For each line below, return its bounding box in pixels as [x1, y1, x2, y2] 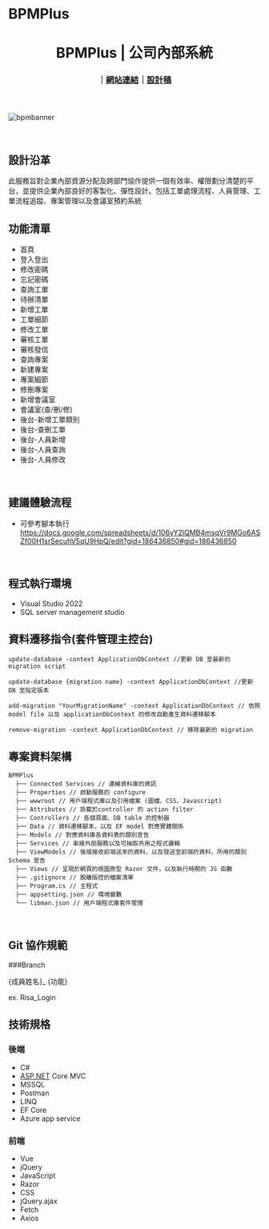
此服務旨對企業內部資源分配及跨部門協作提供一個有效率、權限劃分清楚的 [8, 176, 247, 186]
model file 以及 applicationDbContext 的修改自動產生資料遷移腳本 [8, 710, 216, 719]
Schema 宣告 [8, 857, 46, 865]
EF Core [19, 1105, 47, 1115]
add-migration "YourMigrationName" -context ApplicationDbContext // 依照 [8, 702, 261, 710]
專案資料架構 [8, 749, 72, 763]
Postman [19, 1088, 50, 1098]
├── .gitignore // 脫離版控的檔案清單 [15, 874, 134, 882]
